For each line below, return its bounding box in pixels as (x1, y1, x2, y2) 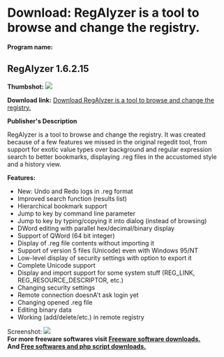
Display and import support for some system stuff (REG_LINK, (17, 268, 195, 277)
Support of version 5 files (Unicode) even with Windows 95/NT (17, 246, 199, 255)
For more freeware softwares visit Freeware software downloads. (7, 335, 201, 343)
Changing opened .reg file (17, 298, 93, 306)
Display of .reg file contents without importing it (17, 238, 155, 247)
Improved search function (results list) (17, 194, 128, 203)
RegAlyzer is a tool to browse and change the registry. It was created (7, 130, 206, 139)
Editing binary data (17, 305, 72, 314)
